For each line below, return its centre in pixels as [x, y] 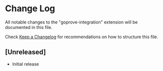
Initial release [25, 64]
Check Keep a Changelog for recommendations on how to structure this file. [82, 37]
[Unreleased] [26, 52]
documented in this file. [29, 27]
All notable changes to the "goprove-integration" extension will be [71, 22]
